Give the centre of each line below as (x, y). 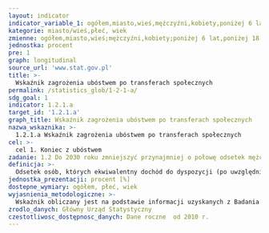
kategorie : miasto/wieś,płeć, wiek (68, 30)
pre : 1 (19, 53)
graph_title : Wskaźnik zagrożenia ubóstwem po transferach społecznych (130, 120)
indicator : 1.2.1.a (41, 105)
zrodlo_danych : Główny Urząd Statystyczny (80, 209)
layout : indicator (39, 16)
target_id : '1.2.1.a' (44, 113)
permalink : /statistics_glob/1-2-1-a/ (73, 90)
